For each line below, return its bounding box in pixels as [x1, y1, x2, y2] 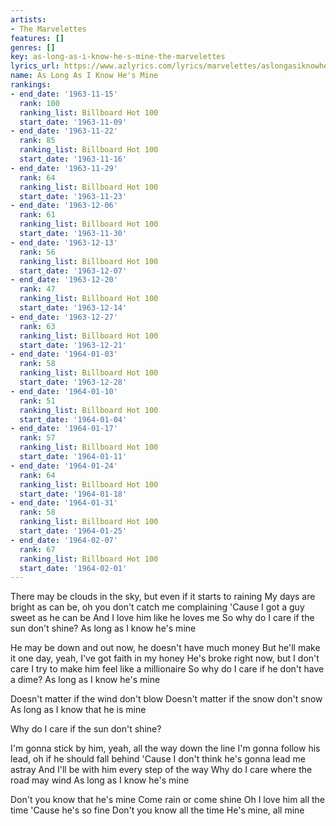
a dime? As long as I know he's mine [10, 674, 161, 686]
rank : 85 [19, 136, 56, 146]
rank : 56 [19, 247, 56, 257]
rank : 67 [19, 544, 56, 555]
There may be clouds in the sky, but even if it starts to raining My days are [10, 591, 316, 603]
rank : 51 [19, 396, 56, 406]
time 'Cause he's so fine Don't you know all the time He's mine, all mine [10, 804, 305, 816]
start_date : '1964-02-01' [19, 563, 128, 573]
